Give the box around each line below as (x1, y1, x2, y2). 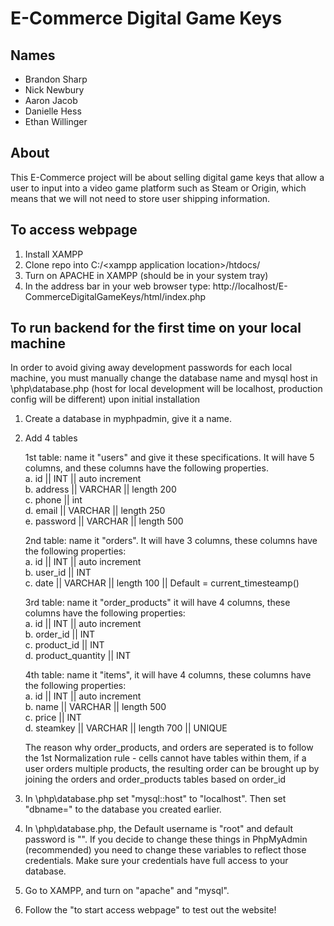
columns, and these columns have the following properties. (24, 462, 269, 474)
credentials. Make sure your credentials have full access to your (24, 855, 289, 867)
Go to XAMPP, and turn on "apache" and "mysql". (24, 885, 230, 897)
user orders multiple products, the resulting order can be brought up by (24, 763, 320, 775)
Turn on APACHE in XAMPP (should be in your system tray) (24, 269, 269, 281)
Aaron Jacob (24, 95, 78, 106)
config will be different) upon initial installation (10, 393, 201, 406)
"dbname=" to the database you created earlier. (24, 803, 222, 816)
